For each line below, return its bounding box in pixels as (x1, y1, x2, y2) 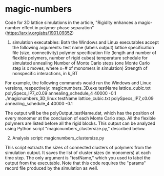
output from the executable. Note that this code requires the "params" (5, 160, 146, 166)
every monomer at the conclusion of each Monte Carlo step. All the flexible (5, 115, 156, 121)
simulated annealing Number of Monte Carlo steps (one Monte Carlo (12, 60, 150, 66)
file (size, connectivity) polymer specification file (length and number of (12, 50, 157, 56)
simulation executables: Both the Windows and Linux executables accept (12, 39, 159, 45)
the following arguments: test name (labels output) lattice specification (12, 44, 154, 50)
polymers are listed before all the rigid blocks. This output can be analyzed (5, 120, 155, 126)
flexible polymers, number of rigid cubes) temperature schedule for (12, 55, 148, 60)
